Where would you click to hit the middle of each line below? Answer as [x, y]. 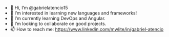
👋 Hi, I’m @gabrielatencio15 [39, 8]
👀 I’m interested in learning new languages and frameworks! [73, 13]
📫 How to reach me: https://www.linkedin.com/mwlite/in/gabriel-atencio [87, 29]
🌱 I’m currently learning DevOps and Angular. [58, 18]
